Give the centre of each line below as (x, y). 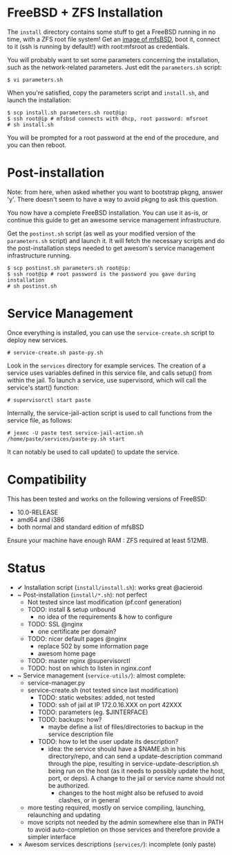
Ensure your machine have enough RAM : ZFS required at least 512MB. (108, 540)
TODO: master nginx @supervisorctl (79, 660)
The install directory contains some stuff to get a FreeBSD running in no (112, 32)
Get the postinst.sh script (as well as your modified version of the (101, 233)
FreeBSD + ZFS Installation (85, 13)
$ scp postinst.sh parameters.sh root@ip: (69, 268)
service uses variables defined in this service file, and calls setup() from (110, 373)
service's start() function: (43, 387)
